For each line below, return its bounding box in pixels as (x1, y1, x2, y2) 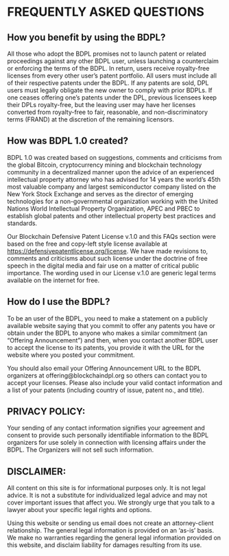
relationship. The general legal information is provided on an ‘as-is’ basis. (7, 526, 215, 535)
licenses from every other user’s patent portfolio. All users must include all (7, 71, 217, 80)
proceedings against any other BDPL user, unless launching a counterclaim (7, 57, 219, 65)
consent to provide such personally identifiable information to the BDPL (7, 431, 209, 439)
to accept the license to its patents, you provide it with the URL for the (7, 343, 204, 351)
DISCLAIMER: (7, 465, 67, 477)
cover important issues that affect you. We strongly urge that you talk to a (7, 498, 215, 507)
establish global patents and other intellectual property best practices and (7, 211, 216, 220)
